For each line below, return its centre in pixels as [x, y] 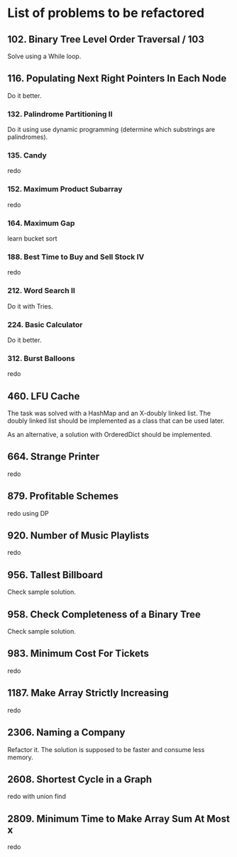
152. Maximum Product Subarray [65, 189]
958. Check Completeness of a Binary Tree [104, 614]
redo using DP [28, 513]
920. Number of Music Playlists [78, 536]
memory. [20, 757]
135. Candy [27, 155]
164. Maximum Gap [41, 223]
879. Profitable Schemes [63, 496]
